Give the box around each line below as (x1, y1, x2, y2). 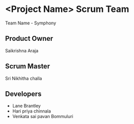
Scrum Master (5, 62, 50, 71)
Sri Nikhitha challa (5, 75, 42, 81)
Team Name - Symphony (5, 20, 56, 26)
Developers (5, 90, 42, 98)
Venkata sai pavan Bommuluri (12, 114, 73, 120)
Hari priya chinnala (12, 108, 51, 114)
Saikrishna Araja (5, 47, 39, 53)
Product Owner (5, 34, 54, 43)
